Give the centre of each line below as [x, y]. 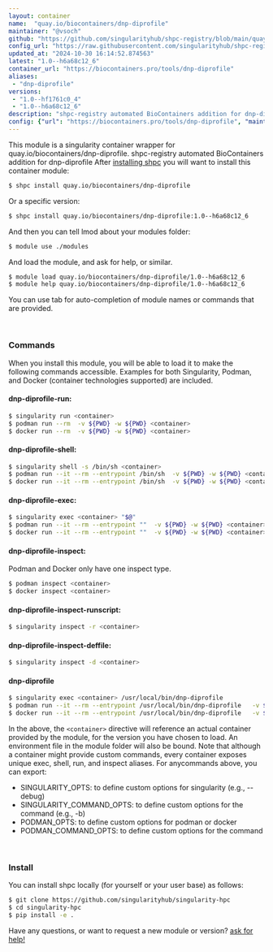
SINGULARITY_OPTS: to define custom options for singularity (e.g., [132, 787]
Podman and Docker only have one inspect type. [90, 569]
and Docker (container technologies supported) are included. [111, 380]
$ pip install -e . [41, 915]
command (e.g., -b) [53, 813]
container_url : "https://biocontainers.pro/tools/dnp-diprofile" [121, 69]
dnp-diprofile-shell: [43, 449]
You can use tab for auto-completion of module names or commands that [131, 300]
